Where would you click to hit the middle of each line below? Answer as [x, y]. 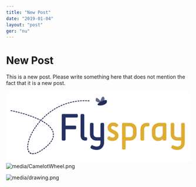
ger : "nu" [18, 31]
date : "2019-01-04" [30, 18]
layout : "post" [25, 25]
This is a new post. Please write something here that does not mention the [96, 77]
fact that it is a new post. [36, 83]
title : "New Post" [28, 12]
